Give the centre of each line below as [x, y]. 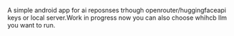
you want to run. [31, 25]
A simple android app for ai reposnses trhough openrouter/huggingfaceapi [117, 10]
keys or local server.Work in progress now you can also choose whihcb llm [117, 18]
